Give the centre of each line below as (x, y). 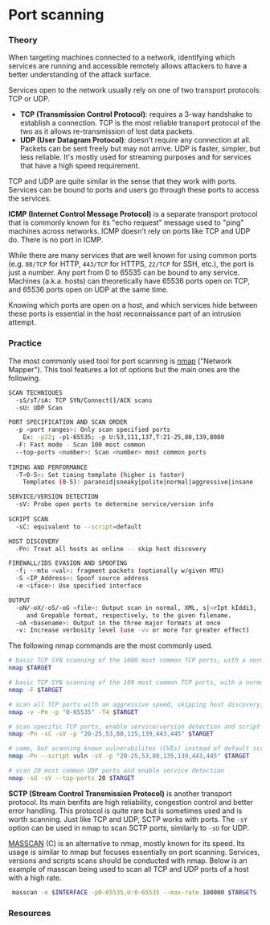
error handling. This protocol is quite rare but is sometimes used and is (125, 811)
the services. (30, 198)
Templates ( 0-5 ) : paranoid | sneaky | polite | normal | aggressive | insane (138, 482)
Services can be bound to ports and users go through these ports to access (134, 190)
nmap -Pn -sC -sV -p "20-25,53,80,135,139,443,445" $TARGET (111, 734)
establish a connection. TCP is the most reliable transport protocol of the (140, 123)
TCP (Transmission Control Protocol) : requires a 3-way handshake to (136, 114)
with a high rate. (35, 877)
